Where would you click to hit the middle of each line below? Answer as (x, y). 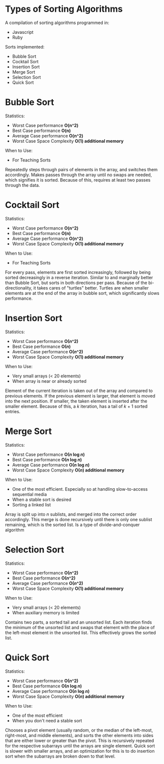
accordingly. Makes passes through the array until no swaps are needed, (79, 175)
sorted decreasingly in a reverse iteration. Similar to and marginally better (79, 277)
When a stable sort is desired (42, 500)
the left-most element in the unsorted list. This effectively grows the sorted (81, 632)
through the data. (23, 185)
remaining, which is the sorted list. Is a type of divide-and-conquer (72, 525)
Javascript (23, 32)
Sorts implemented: (25, 47)
